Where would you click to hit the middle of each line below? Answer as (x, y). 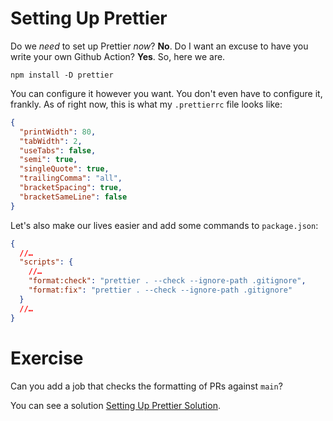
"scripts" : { (46, 262)
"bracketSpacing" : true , (71, 188)
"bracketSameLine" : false (73, 197)
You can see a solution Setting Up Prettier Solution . (115, 405)
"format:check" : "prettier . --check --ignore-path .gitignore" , (167, 281)
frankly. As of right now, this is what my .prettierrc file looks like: (146, 104)
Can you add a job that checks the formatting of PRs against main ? (146, 386)
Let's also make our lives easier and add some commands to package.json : (164, 225)
